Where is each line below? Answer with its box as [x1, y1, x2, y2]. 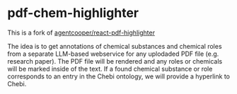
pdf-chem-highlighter [7, 5, 139, 21]
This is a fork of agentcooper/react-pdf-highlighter [7, 28, 156, 37]
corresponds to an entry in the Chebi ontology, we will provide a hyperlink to [7, 72, 230, 81]
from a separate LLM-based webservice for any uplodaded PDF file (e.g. [7, 49, 219, 58]
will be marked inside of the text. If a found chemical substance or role [7, 64, 213, 73]
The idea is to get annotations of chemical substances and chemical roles [7, 42, 222, 50]
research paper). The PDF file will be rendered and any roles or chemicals [7, 57, 223, 65]
